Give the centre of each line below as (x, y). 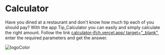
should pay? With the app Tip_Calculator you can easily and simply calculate (82, 27)
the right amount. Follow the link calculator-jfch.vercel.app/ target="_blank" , (82, 32)
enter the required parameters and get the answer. (56, 38)
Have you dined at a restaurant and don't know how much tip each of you (80, 22)
